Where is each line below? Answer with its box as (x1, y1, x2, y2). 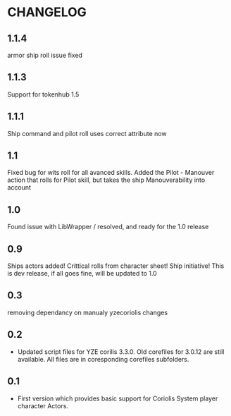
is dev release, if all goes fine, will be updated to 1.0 (7, 269, 157, 278)
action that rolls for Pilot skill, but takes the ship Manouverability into (7, 176, 206, 184)
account (7, 183, 32, 192)
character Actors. (17, 401, 69, 410)
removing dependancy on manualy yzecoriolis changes (7, 308, 168, 317)
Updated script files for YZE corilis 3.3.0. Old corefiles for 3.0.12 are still (17, 347, 225, 356)
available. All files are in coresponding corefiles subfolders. (17, 355, 189, 363)
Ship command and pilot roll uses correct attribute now (7, 129, 167, 137)
